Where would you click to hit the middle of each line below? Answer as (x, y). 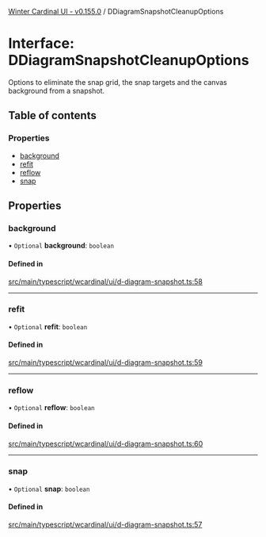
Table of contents (52, 115)
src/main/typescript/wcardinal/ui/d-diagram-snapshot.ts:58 (106, 282)
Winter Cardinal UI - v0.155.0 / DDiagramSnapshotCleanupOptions (116, 12)
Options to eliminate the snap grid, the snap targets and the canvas (118, 82)
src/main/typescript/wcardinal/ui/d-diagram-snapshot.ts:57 (105, 525)
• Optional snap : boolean (49, 489)
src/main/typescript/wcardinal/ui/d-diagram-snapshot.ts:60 (106, 443)
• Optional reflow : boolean (51, 408)
